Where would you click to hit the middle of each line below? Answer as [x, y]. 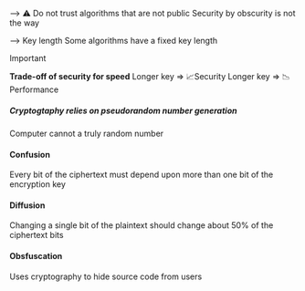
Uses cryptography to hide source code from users [106, 276]
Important [28, 58]
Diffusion [27, 205]
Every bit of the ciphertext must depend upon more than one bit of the [142, 175]
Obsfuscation [36, 255]
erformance [34, 89]
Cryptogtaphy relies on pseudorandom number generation [123, 110]
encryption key [38, 184]
